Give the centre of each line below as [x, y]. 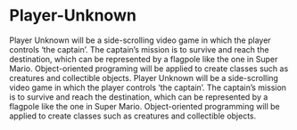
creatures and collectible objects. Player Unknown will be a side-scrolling [144, 77]
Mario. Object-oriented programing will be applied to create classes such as [149, 69]
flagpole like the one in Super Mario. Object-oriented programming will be [144, 106]
